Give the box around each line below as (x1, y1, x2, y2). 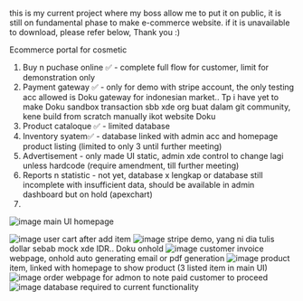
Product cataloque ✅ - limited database (22, 121, 170, 131)
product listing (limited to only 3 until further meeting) (22, 141, 223, 152)
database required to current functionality (43, 282, 199, 292)
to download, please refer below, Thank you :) (9, 27, 181, 37)
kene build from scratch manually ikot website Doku (22, 111, 216, 121)
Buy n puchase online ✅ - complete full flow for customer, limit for (22, 62, 270, 72)
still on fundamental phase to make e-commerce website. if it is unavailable (9, 17, 290, 28)
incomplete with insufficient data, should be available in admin (22, 180, 255, 190)
